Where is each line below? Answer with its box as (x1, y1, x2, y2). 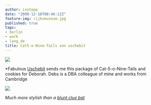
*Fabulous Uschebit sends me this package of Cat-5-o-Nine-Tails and (5, 66, 146, 71)
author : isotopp (5, 7, 38, 12)
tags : (5, 25, 16, 30)
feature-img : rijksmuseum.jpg (5, 16, 67, 21)
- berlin (5, 30, 23, 35)
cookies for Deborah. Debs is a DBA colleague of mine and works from (5, 71, 147, 77)
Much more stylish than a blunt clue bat (5, 94, 85, 100)
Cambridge (5, 76, 28, 82)
